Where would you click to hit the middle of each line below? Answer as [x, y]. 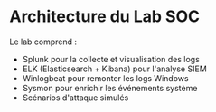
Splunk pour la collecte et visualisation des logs [111, 59]
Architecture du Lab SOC [105, 17]
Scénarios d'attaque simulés [75, 98]
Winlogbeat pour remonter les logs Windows [105, 78]
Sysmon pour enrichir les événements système [110, 88]
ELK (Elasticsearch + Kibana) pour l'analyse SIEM [115, 69]
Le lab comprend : [43, 42]
